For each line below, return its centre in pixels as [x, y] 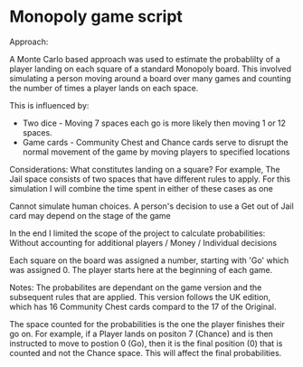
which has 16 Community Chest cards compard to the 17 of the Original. [143, 306]
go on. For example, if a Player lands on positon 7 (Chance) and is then [142, 334]
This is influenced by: [49, 105]
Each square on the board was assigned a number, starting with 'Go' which [149, 260]
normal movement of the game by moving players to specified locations [156, 152]
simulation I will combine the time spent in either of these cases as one [141, 188]
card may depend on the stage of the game [90, 215]
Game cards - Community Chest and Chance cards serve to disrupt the [155, 142]
